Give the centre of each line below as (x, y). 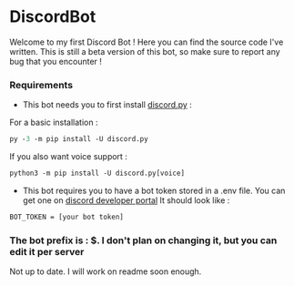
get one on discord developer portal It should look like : (126, 200)
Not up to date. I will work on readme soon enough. (106, 271)
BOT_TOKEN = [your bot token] (67, 217)
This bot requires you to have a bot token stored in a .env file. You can (154, 190)
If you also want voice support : (68, 157)
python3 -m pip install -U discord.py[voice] (97, 174)
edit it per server (47, 251)
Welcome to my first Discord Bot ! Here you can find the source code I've (147, 42)
